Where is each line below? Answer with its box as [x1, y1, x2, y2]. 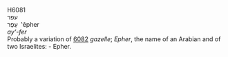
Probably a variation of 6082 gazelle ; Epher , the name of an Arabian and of [7, 35, 221, 43]
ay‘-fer [7, 27, 28, 36]
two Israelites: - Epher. [7, 43, 71, 50]
